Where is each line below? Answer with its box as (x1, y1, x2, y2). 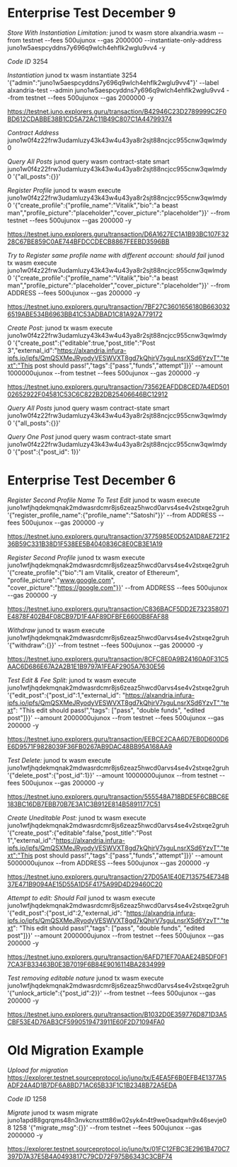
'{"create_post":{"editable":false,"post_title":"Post (7, 829, 152, 837)
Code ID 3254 (7, 57, 48, 65)
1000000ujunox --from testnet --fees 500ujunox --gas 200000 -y (7, 368, 200, 377)
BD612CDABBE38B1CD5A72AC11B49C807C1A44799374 (7, 115, 173, 123)
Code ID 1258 (7, 1094, 47, 1103)
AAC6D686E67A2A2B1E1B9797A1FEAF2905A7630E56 (7, 662, 165, 671)
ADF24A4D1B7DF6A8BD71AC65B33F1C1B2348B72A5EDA (7, 1081, 178, 1089)
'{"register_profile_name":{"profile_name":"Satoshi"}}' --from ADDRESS (7, 511, 217, 519)
